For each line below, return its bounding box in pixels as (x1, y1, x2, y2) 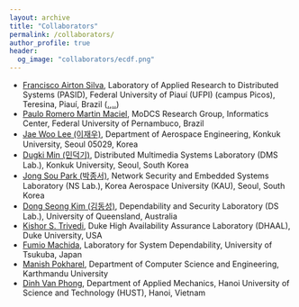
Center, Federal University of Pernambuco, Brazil (22, 118, 204, 129)
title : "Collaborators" (9, 22, 99, 31)
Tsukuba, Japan (22, 249, 83, 259)
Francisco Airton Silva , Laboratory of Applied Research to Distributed (22, 80, 279, 90)
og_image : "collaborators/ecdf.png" (17, 55, 155, 64)
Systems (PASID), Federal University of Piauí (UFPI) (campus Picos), (22, 89, 276, 100)
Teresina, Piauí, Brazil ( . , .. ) (22, 99, 120, 109)
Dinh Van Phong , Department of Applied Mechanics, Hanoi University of (22, 278, 290, 288)
